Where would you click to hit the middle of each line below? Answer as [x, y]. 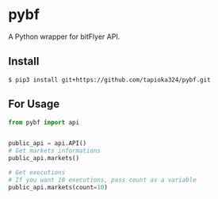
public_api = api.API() [48, 144]
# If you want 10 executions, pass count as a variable [102, 180]
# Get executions [37, 173]
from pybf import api [44, 122]
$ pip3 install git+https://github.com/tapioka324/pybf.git [110, 80]
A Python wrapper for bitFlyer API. [64, 36]
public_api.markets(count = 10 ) [58, 187]
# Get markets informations [55, 151]
